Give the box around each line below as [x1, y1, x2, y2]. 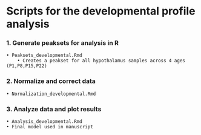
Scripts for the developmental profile [6, 4, 196, 18]
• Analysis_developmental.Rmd [6, 119, 83, 125]
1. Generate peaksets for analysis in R [6, 39, 119, 47]
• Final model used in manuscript [6, 124, 94, 130]
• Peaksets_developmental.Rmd [6, 53, 83, 59]
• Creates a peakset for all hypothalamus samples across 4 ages [17, 58, 186, 64]
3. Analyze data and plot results [6, 105, 102, 113]
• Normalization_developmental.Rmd [6, 91, 96, 97]
